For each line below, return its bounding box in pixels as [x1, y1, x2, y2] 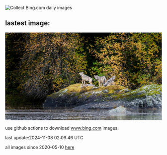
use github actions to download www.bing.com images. [5, 125, 119, 131]
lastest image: [5, 19, 50, 27]
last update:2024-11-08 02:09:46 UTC [5, 135, 83, 141]
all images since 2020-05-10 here [5, 144, 75, 151]
